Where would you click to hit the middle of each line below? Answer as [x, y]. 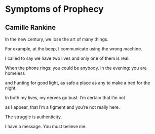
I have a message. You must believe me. [46, 126]
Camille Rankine [30, 27]
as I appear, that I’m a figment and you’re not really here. [62, 107]
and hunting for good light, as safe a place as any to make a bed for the [78, 83]
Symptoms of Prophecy [54, 9]
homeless [15, 73]
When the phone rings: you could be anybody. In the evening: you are [76, 68]
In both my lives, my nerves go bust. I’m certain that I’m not [65, 98]
